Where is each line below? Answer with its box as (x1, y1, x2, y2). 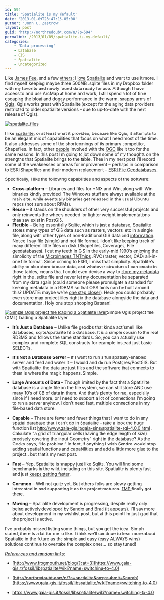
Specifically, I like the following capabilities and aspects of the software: (5, 177, 150, 182)
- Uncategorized (14, 62, 47, 67)
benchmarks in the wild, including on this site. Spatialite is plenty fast (12, 466, 151, 472)
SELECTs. (12, 345, 32, 351)
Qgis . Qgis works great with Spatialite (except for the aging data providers (5, 101, 154, 107)
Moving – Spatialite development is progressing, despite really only (12, 501, 148, 507)
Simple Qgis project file (106, 310, 154, 315)
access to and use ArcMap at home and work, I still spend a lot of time (5, 91, 147, 97)
